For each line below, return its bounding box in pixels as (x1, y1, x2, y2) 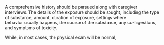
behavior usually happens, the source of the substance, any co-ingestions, (5, 20, 157, 25)
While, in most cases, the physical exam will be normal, (5, 34, 117, 40)
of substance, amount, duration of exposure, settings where (5, 15, 127, 20)
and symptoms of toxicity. (5, 25, 57, 31)
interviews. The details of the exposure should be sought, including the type (5, 9, 160, 15)
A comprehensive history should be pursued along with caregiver (5, 4, 137, 10)
